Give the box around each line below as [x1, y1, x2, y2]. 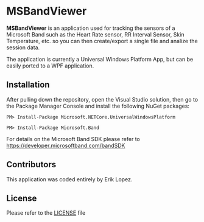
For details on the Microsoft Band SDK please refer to [6, 135, 140, 142]
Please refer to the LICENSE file [6, 209, 86, 217]
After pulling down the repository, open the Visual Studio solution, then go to [6, 95, 199, 103]
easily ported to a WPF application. [6, 62, 94, 69]
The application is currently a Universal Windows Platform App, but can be [6, 55, 194, 63]
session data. [6, 44, 40, 51]
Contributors [6, 159, 57, 170]
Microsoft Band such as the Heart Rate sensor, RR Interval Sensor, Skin [6, 30, 185, 38]
